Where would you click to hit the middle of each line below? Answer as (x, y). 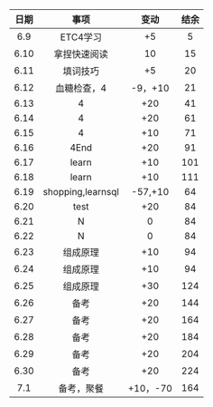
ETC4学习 (81, 37)
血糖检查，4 (81, 88)
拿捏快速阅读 (81, 54)
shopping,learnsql (81, 192)
